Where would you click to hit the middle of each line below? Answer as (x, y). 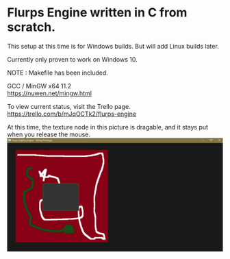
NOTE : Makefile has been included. (57, 73)
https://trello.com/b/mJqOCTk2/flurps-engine (72, 114)
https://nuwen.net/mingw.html (50, 93)
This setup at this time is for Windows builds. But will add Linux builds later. (113, 46)
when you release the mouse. (49, 134)
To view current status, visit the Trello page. (69, 106)
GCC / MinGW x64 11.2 (39, 86)
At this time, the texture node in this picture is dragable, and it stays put (108, 127)
